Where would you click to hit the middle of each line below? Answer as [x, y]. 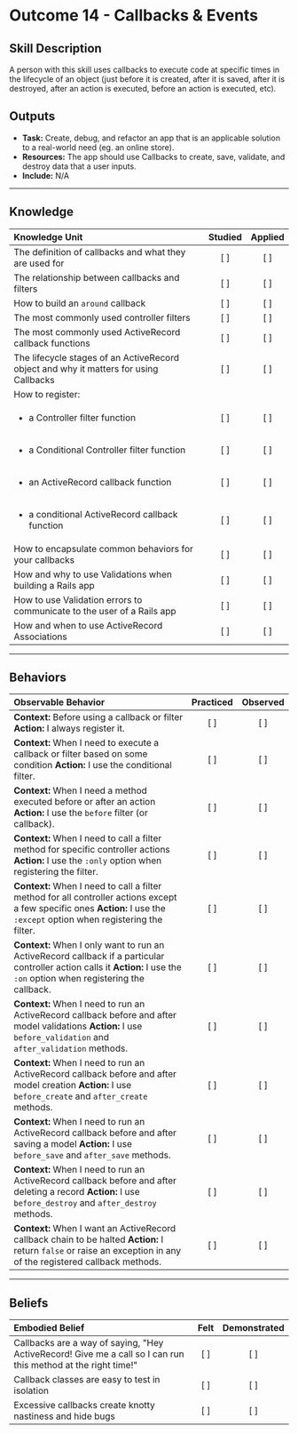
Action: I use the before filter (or [81, 813]
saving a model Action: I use [73, 1144]
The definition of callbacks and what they [100, 252]
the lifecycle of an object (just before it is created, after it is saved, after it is [147, 79]
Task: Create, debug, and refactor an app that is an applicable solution [151, 138]
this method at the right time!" [76, 1366]
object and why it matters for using [86, 368]
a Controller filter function [82, 417]
